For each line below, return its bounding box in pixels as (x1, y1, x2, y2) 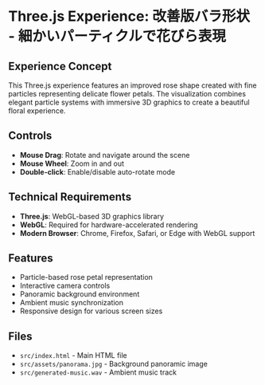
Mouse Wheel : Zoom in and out (19, 159, 125, 168)
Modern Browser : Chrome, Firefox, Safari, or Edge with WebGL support (19, 228, 255, 238)
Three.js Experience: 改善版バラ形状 (8, 7, 251, 26)
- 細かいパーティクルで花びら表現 (8, 27, 227, 45)
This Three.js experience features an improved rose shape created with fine (8, 81, 257, 90)
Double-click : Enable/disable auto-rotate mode (19, 167, 176, 176)
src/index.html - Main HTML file (19, 351, 127, 360)
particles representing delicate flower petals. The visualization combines (8, 89, 247, 98)
